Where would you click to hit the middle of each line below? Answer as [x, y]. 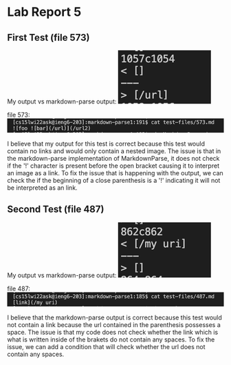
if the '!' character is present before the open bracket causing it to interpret [113, 166]
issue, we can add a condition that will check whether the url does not [106, 346]
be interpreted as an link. [42, 188]
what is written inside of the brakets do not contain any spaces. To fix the [111, 339]
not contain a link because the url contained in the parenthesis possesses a [114, 324]
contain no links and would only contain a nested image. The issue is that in [114, 151]
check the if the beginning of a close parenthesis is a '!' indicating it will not [114, 181]
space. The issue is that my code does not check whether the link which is [113, 332]
